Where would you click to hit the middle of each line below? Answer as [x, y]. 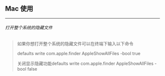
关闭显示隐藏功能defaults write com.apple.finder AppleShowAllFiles [85, 64]
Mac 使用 [19, 9]
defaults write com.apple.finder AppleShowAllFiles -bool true [79, 54]
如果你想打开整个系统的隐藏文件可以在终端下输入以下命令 [75, 44]
